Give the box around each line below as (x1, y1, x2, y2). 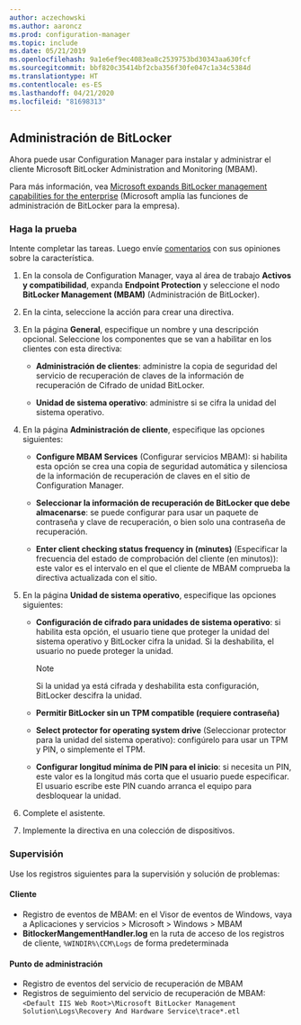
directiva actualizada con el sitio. (35, 573, 157, 584)
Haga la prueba (9, 222, 78, 235)
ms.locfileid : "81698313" (9, 96, 106, 106)
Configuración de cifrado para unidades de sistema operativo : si (35, 617, 281, 628)
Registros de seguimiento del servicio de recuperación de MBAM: (22, 988, 266, 999)
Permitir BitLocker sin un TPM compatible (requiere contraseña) (35, 708, 280, 719)
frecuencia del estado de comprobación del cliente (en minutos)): (35, 553, 279, 564)
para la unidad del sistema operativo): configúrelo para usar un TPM (35, 735, 288, 746)
